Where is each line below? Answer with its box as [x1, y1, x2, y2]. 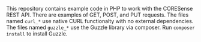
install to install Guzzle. [6, 30, 68, 37]
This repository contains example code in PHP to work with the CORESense [6, 5, 193, 12]
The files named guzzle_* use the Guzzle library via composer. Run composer [6, 24, 195, 31]
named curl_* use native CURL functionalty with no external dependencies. [6, 18, 194, 24]
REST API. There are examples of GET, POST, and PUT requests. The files [6, 11, 189, 18]
